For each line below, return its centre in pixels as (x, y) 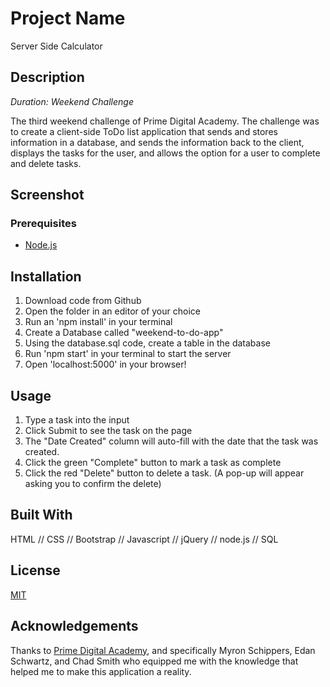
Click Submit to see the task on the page (108, 431)
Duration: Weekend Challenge (72, 101)
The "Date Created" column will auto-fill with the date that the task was (171, 441)
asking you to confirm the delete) (93, 484)
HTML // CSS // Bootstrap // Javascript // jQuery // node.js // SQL (144, 539)
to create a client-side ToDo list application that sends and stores (144, 131)
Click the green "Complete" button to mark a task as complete (153, 463)
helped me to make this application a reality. (101, 671)
